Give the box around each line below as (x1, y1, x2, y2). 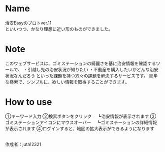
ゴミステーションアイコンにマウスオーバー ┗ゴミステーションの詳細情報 (5, 119, 157, 125)
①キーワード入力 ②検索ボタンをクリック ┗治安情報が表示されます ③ (5, 113, 157, 119)
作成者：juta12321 (5, 141, 41, 147)
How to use (5, 96, 52, 108)
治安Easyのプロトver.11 (5, 20, 52, 26)
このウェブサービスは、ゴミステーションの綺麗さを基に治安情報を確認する (5, 60, 156, 66)
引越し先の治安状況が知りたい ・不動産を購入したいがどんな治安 (28, 66, 159, 72)
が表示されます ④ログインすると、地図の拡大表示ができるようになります (5, 125, 155, 131)
